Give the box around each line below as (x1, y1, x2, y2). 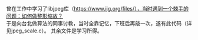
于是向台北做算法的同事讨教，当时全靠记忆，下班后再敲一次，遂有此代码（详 (6, 20, 192, 26)
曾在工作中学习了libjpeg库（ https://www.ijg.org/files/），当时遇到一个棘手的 (6, 5, 189, 12)
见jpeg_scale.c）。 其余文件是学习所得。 (6, 27, 103, 34)
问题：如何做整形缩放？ (6, 12, 63, 19)
